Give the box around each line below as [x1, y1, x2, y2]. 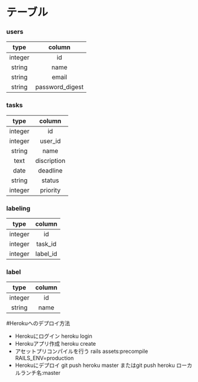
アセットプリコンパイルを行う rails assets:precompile [14, 347, 148, 355]
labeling [6, 204, 31, 212]
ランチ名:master [20, 369, 61, 377]
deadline [38, 166, 63, 174]
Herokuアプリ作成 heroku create [14, 340, 97, 347]
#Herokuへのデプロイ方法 [6, 320, 71, 327]
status [41, 176, 59, 185]
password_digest [35, 83, 84, 91]
